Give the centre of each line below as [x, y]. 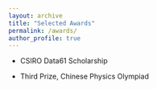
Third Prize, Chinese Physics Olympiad [84, 76]
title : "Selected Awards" [52, 23]
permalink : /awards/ [43, 30]
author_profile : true [45, 38]
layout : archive [35, 16]
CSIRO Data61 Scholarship [64, 61]
